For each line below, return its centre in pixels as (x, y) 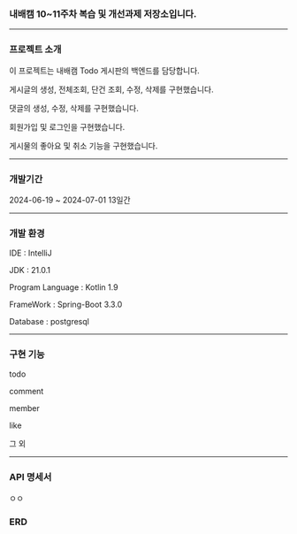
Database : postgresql (49, 322)
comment (27, 392)
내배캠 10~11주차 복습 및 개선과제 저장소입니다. (103, 13)
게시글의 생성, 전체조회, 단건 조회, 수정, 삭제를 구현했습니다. (111, 89)
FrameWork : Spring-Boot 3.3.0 (66, 305)
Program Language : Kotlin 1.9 (64, 287)
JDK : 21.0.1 (30, 271)
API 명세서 (30, 477)
